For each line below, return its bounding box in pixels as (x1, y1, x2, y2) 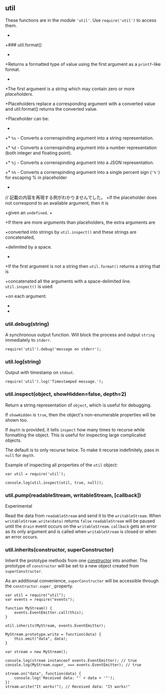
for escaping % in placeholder (5, 174, 67, 180)
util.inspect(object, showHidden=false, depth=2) (5, 391, 127, 398)
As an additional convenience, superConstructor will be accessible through (5, 578, 159, 584)
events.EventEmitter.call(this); (14, 610, 84, 615)
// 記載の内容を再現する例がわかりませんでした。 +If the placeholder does (5, 194, 157, 200)
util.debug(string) (5, 320, 49, 327)
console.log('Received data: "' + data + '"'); (14, 676, 115, 681)
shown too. (5, 417, 28, 423)
